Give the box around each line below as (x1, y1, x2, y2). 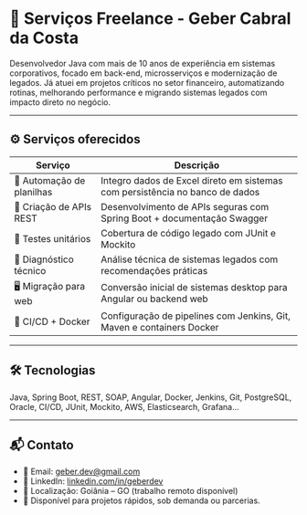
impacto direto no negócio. (9, 96, 111, 108)
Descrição (174, 159, 220, 172)
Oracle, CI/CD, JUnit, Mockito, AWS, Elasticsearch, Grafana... (9, 401, 239, 412)
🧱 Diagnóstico (14, 253, 75, 266)
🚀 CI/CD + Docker (14, 315, 90, 328)
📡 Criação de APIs (14, 200, 92, 213)
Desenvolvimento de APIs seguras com (100, 200, 270, 213)
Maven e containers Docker (100, 321, 219, 333)
